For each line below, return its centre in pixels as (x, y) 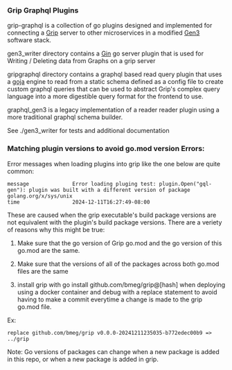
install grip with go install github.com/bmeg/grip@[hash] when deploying (121, 284)
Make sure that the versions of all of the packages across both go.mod (118, 264)
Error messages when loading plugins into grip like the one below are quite (114, 164)
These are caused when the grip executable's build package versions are (112, 215)
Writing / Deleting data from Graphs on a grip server (81, 61)
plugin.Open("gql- (186, 184)
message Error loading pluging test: (82, 184)
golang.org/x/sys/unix (40, 196)
